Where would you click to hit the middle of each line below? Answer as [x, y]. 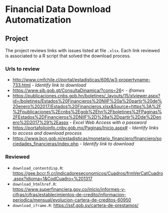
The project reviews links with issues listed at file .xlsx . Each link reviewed [82, 50]
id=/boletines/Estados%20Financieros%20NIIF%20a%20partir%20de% [87, 101]
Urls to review [23, 69]
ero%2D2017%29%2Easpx [40, 123]
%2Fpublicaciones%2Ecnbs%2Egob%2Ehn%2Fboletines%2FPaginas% [87, 112]
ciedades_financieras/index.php [45, 144]
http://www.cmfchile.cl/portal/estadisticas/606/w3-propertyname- [81, 80]
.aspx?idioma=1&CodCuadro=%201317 [52, 178]
